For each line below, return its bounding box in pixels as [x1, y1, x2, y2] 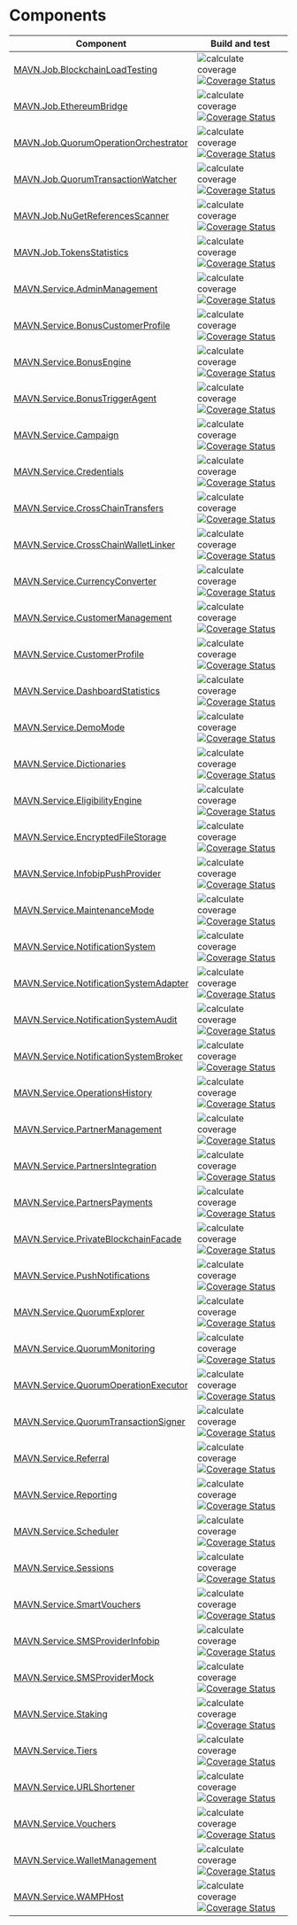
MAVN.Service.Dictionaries [13, 757, 126, 770]
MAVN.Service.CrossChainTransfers [13, 501, 164, 514]
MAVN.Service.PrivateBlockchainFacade [13, 1232, 182, 1245]
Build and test [210, 37, 270, 50]
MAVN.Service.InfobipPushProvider [13, 867, 162, 880]
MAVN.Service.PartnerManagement [13, 1122, 163, 1135]
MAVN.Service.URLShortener [13, 1781, 135, 1793]
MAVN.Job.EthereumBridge [13, 99, 128, 112]
